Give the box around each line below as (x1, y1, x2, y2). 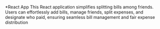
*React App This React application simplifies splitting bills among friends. (5, 4, 154, 10)
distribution (5, 19, 28, 25)
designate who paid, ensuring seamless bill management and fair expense (5, 14, 156, 20)
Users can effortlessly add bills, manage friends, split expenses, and (5, 9, 144, 15)
